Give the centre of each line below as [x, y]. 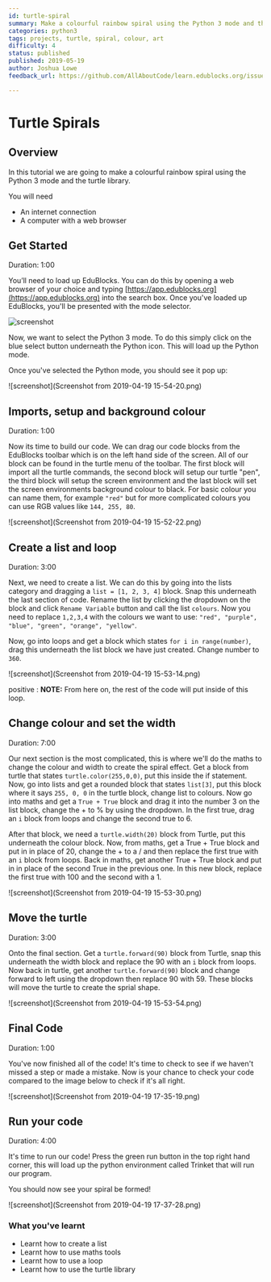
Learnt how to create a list [63, 1243]
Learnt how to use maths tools [70, 1252]
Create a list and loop [63, 547]
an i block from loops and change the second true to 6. [100, 818]
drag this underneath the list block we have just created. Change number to [134, 649]
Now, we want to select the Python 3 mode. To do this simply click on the [130, 338]
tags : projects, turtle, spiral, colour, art [86, 38]
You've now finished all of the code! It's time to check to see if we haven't [131, 1063]
